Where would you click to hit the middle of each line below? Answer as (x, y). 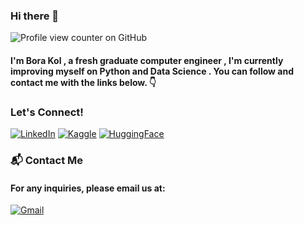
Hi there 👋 (35, 16)
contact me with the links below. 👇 (83, 82)
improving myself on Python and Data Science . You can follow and (152, 71)
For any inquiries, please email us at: (88, 188)
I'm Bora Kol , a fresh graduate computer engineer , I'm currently (147, 60)
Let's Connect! (47, 112)
